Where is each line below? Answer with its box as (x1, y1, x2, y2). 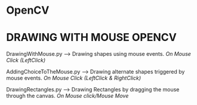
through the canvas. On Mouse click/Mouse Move (6, 93, 129, 100)
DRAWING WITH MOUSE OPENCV (6, 31, 177, 44)
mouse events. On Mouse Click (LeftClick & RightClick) (6, 75, 141, 82)
